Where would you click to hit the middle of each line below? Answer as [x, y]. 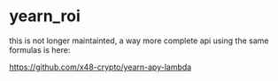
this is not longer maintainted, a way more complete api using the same [139, 40]
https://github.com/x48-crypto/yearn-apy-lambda [100, 67]
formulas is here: [40, 49]
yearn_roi [45, 16]
